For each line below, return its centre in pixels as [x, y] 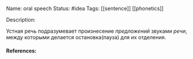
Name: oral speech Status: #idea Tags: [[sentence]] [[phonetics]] [85, 8]
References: [21, 51]
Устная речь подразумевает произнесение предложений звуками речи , [97, 31]
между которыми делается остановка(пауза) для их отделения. [86, 37]
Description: [21, 20]
